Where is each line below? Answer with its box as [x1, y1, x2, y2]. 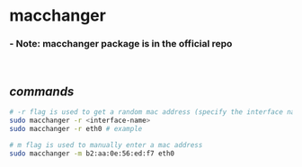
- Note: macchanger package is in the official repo [9, 38, 233, 50]
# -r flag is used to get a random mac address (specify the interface [9, 108, 283, 117]
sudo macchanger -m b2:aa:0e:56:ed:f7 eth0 [9, 149, 175, 158]
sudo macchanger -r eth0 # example [9, 125, 143, 134]
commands [9, 83, 75, 99]
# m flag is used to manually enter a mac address [9, 140, 203, 149]
